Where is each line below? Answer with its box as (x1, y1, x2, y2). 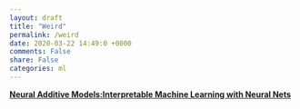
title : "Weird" (9, 22, 67, 31)
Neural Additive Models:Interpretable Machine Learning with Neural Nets (9, 88, 292, 100)
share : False (9, 55, 59, 64)
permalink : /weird (9, 30, 79, 39)
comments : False (9, 47, 71, 56)
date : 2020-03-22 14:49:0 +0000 (9, 38, 132, 48)
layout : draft (9, 13, 64, 23)
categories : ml (9, 64, 67, 74)
